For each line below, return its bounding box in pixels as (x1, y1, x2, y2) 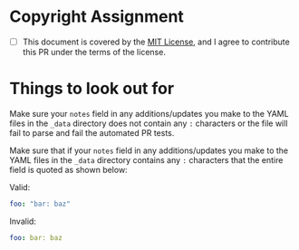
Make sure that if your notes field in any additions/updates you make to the (9, 145, 288, 156)
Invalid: (9, 216, 36, 226)
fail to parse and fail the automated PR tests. (9, 127, 175, 138)
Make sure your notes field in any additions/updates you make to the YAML (9, 108, 289, 119)
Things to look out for (9, 79, 175, 99)
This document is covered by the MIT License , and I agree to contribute (22, 36, 290, 47)
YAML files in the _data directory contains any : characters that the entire (9, 154, 284, 165)
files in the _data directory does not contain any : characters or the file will (9, 118, 288, 129)
